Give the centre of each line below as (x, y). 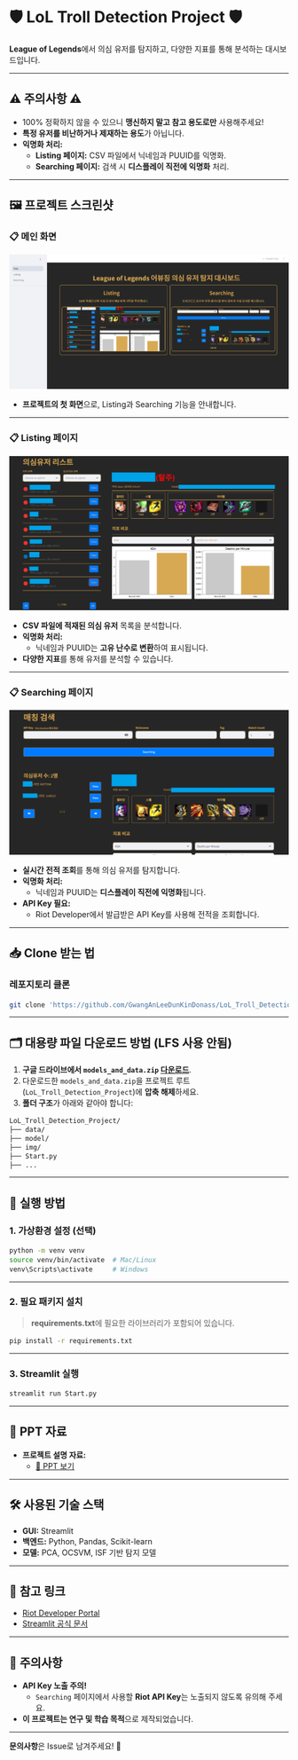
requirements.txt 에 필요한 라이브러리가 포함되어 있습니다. (133, 1323)
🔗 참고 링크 (38, 1591)
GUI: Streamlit (47, 1530)
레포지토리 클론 (40, 985)
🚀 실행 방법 (38, 1203)
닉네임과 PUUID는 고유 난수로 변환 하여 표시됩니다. (122, 648)
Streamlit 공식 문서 (55, 1623)
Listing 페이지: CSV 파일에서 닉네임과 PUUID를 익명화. (131, 155)
